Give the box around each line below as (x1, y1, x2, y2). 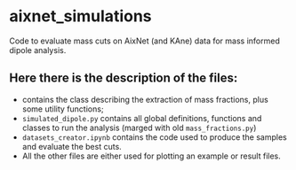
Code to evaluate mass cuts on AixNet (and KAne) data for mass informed (9, 35, 280, 46)
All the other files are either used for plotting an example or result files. (21, 151, 282, 161)
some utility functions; (21, 104, 104, 114)
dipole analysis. (9, 44, 67, 55)
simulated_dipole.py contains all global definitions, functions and (21, 112, 262, 123)
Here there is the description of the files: (9, 71, 238, 86)
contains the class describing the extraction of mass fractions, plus (21, 94, 268, 104)
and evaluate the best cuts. (21, 141, 122, 151)
